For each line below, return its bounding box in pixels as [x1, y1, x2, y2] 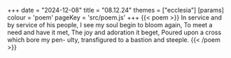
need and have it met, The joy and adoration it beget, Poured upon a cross [7, 28, 222, 36]
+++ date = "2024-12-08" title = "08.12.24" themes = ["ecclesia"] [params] [7, 6, 224, 14]
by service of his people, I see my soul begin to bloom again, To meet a [7, 21, 213, 29]
